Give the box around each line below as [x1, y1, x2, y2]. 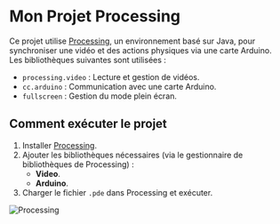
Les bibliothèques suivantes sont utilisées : [9, 54, 167, 65]
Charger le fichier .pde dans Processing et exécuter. [21, 187, 213, 197]
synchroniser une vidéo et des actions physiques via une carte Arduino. [9, 44, 273, 55]
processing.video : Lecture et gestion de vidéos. [21, 71, 200, 82]
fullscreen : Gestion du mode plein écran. [21, 91, 178, 101]
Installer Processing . [21, 140, 98, 150]
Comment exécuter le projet [9, 116, 167, 132]
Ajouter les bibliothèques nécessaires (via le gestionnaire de [21, 149, 244, 160]
